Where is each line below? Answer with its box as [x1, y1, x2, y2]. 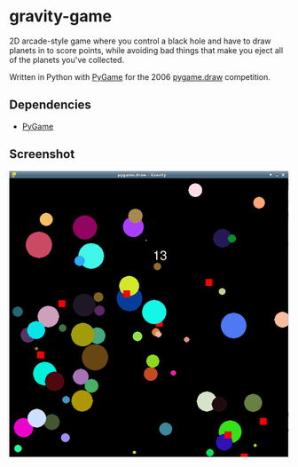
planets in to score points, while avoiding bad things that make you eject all [9, 44, 284, 55]
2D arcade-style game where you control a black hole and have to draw [9, 36, 271, 46]
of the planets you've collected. [9, 54, 125, 65]
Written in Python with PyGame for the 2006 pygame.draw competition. [9, 71, 271, 82]
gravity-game [9, 6, 113, 27]
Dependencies [9, 98, 91, 113]
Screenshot [9, 146, 75, 162]
